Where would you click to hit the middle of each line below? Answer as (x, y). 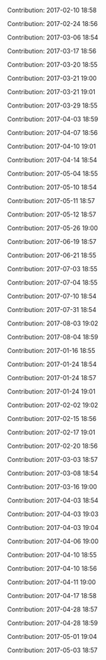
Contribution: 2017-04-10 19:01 (52, 146)
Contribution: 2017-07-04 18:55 (52, 283)
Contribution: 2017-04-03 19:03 (53, 514)
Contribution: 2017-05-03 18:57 (52, 650)
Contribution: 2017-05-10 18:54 (52, 187)
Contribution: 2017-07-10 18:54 (52, 296)
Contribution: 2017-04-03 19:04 (53, 528)
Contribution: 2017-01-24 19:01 (51, 392)
